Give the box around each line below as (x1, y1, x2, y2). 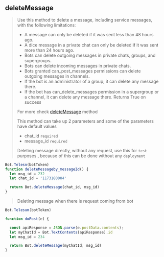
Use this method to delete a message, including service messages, (17, 17, 153, 23)
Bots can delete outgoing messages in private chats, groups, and (24, 52, 156, 58)
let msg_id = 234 (9, 234, 45, 239)
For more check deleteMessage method (17, 109, 98, 115)
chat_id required (24, 133, 58, 139)
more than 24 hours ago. (24, 47, 75, 53)
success (24, 99, 42, 105)
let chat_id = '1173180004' (9, 176, 67, 181)
